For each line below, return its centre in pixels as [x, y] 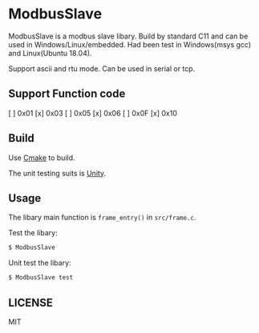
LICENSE [31, 302]
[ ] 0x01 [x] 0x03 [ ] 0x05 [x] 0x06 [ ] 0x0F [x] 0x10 [93, 113]
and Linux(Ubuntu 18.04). [50, 53]
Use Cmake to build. [42, 158]
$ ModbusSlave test [41, 278]
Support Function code [67, 94]
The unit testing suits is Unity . [57, 173]
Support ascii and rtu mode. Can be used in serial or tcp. [102, 68]
